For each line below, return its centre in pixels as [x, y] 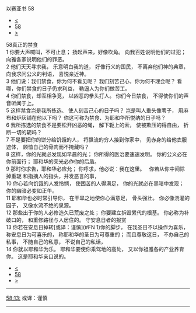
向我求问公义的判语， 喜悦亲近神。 [48, 74]
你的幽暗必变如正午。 [32, 191]
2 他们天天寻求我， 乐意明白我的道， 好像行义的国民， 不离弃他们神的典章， [97, 67]
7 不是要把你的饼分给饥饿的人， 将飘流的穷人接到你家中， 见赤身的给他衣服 [97, 140]
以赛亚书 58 [20, 8]
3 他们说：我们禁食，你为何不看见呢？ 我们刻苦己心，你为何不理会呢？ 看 [94, 81]
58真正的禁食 [22, 45]
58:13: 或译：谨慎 [27, 298]
